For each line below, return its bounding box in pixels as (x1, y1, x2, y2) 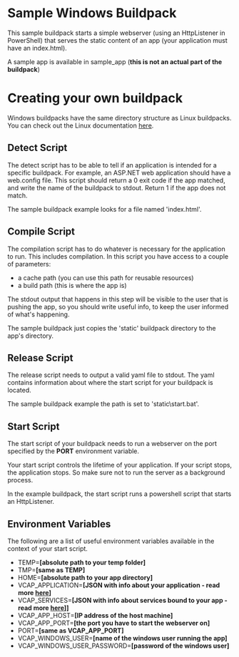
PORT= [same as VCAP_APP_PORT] (17, 626, 124, 635)
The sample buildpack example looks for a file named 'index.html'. (7, 205, 202, 213)
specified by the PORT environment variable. (7, 447, 140, 455)
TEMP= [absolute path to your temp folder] (17, 558, 146, 567)
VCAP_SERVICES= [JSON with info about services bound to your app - (17, 596, 228, 604)
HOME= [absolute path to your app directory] (17, 573, 153, 581)
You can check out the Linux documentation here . (7, 121, 154, 130)
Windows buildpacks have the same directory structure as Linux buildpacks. (7, 113, 232, 122)
